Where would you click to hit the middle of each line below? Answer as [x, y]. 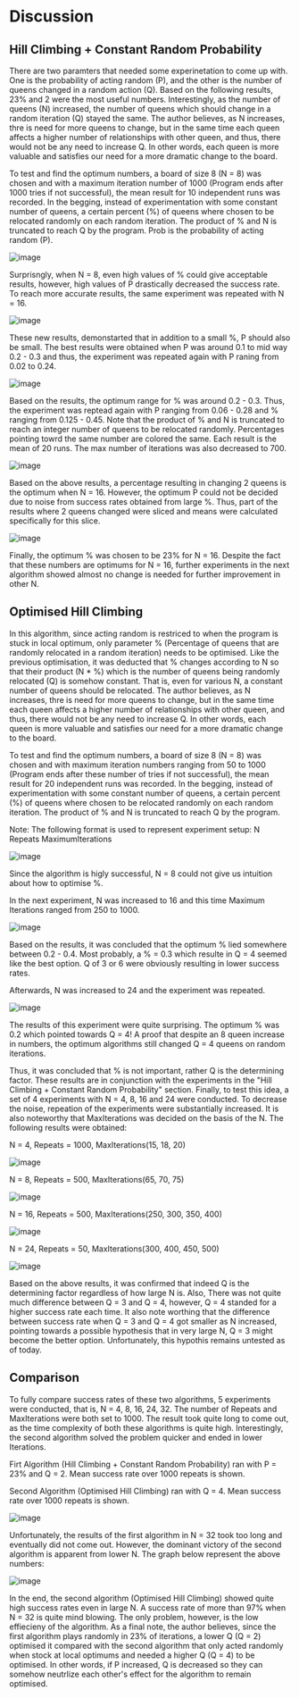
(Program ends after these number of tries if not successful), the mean [139, 774]
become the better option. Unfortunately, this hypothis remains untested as [147, 1340]
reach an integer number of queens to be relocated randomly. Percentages [147, 429]
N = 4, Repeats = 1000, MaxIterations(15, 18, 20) [97, 1144]
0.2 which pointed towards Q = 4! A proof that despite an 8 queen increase [147, 1034]
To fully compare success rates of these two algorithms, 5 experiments [140, 1399]
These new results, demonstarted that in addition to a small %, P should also [150, 338]
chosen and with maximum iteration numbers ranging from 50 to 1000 [137, 765]
